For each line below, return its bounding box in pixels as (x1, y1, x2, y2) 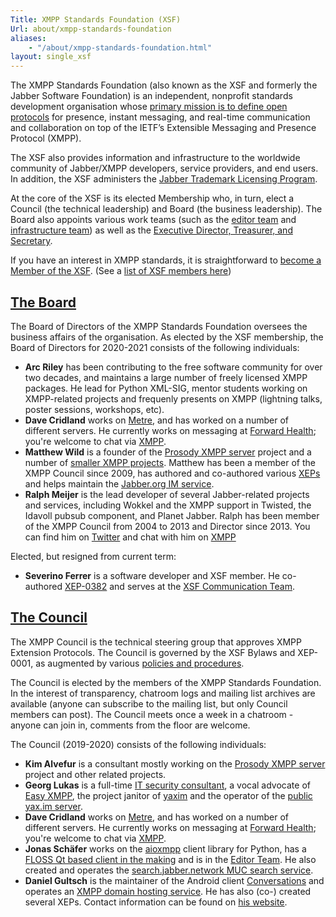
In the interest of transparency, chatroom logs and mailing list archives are (10, 687, 316, 699)
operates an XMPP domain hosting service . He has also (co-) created (24, 885, 312, 897)
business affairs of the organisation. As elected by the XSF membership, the (10, 331, 324, 343)
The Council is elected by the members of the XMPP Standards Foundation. (10, 676, 322, 688)
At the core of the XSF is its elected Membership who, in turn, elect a (10, 192, 295, 205)
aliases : (10, 33, 47, 43)
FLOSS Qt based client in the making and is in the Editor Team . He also (24, 853, 317, 865)
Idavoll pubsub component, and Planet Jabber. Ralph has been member (24, 509, 320, 521)
